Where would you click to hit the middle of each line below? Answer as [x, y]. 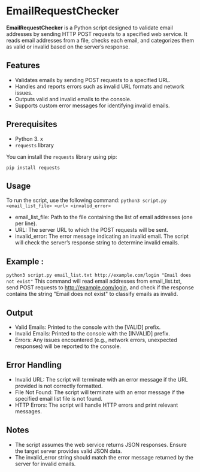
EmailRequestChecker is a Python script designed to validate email [90, 28]
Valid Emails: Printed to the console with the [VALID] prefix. [88, 327]
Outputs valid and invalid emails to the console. [73, 99]
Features [23, 66]
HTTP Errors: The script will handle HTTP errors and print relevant [96, 405]
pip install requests [33, 168]
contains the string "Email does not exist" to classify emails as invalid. [92, 294]
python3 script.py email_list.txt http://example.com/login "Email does [99, 276]
